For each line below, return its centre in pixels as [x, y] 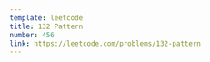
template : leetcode [46, 18]
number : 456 [32, 35]
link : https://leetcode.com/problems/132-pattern [105, 43]
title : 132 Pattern [46, 26]
